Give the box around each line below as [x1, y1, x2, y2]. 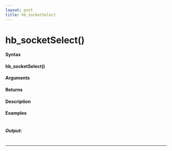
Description [5, 98, 31, 104]
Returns [5, 87, 23, 93]
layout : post [5, 7, 33, 13]
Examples [5, 110, 27, 116]
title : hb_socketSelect [5, 12, 56, 17]
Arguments [5, 75, 30, 81]
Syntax [5, 52, 21, 58]
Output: [5, 127, 23, 134]
